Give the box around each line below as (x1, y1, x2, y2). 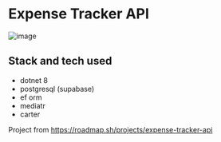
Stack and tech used (8, 54, 112, 68)
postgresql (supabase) (19, 84, 95, 93)
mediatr (19, 101, 45, 110)
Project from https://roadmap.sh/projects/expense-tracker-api (8, 124, 213, 134)
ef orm (19, 93, 42, 102)
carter (19, 109, 41, 119)
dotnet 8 (19, 75, 48, 85)
